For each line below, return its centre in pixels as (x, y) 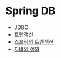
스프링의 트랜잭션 (34, 41)
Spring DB (30, 11)
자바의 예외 (27, 49)
